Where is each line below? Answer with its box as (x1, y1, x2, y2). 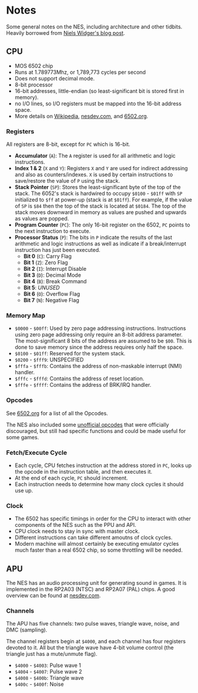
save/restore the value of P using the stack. (14, 177, 120, 184)
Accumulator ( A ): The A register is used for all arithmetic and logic (14, 152, 176, 160)
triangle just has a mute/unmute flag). (6, 650, 98, 658)
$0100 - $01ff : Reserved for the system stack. (14, 350, 126, 357)
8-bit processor (14, 81, 53, 88)
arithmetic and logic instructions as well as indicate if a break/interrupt (14, 240, 187, 247)
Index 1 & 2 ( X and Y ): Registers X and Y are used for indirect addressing (14, 165, 188, 172)
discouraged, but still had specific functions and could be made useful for (6, 427, 186, 435)
